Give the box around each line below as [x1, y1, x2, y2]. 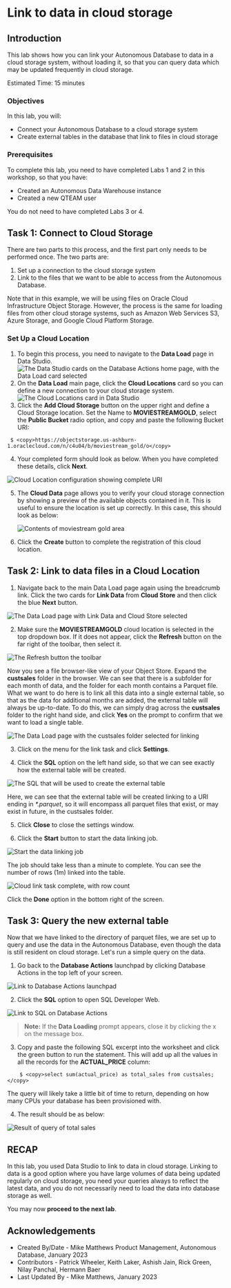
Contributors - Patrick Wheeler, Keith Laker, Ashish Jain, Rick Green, [17, 1258, 212, 1266]
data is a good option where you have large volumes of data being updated [7, 1170, 221, 1178]
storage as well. [7, 1192, 52, 1200]
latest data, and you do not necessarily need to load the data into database [7, 1184, 220, 1192]
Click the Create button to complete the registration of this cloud [17, 538, 201, 546]
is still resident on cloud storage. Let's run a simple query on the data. [7, 948, 205, 956]
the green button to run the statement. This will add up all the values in [17, 1051, 218, 1059]
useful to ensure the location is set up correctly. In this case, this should [17, 503, 222, 511]
